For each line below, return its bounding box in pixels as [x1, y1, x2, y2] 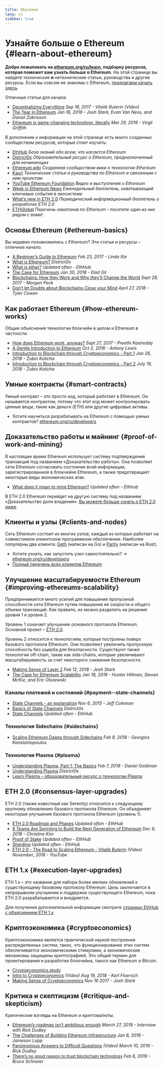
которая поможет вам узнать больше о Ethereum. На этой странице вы [5, 69, 158, 75]
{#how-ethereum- [81, 304, 139, 313]
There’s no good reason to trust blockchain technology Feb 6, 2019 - [12, 1053, 151, 1059]
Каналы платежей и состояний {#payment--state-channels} [5, 689, 155, 696]
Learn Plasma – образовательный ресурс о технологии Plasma [12, 773, 143, 779]
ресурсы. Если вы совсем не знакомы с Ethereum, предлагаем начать [5, 80, 153, 86]
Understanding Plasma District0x [12, 768, 79, 774]
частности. [5, 330, 28, 336]
